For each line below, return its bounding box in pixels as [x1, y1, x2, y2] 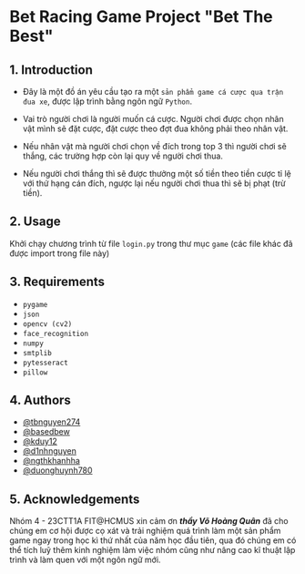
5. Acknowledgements [9, 491, 140, 507]
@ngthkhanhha [22, 456, 80, 466]
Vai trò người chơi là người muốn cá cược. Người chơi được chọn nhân [22, 114, 284, 124]
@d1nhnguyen [22, 446, 77, 456]
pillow [22, 367, 48, 377]
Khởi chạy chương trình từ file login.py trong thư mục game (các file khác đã [9, 238, 293, 249]
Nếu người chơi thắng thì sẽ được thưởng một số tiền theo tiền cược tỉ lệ [22, 169, 291, 179]
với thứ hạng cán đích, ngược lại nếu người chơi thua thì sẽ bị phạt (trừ [22, 178, 287, 189]
